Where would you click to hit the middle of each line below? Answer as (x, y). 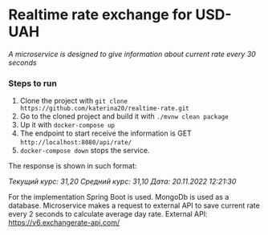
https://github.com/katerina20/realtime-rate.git (105, 109)
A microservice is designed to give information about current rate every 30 (132, 54)
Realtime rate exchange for (100, 15)
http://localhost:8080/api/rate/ (76, 143)
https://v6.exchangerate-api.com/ (64, 223)
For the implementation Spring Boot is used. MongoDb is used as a (119, 197)
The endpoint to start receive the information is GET (106, 133)
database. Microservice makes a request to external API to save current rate (134, 205)
